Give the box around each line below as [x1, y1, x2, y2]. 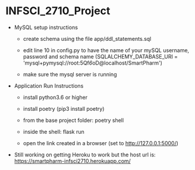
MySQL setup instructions [14, 24, 78, 31]
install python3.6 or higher [23, 94, 87, 101]
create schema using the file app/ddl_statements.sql [23, 35, 152, 42]
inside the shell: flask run [23, 128, 84, 135]
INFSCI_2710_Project [5, 4, 111, 18]
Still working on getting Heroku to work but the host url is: [14, 151, 156, 158]
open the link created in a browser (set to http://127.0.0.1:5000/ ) [23, 139, 179, 146]
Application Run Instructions [14, 82, 84, 89]
